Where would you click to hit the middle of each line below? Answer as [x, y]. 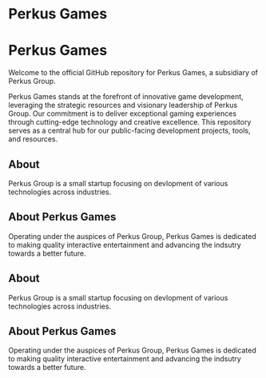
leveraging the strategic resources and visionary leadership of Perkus [123, 105]
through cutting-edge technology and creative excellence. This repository [130, 122]
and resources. [33, 139]
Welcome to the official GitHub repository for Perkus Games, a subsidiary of [133, 73]
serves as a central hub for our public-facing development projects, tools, [129, 131]
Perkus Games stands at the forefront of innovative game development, [126, 97]
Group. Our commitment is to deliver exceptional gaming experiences [123, 113]
